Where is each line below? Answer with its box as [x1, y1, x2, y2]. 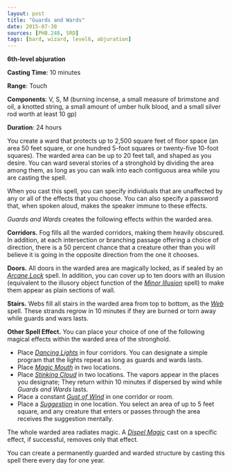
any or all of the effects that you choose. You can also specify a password [7, 195, 218, 203]
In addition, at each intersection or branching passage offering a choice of [7, 236, 220, 245]
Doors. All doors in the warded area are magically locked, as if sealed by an [7, 264, 224, 272]
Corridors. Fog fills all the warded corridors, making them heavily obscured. [7, 229, 225, 237]
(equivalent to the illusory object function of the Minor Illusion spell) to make [7, 278, 224, 287]
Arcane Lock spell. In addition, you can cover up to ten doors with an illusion [7, 272, 225, 280]
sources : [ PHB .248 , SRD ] [7, 29, 79, 37]
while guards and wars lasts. [7, 314, 89, 323]
